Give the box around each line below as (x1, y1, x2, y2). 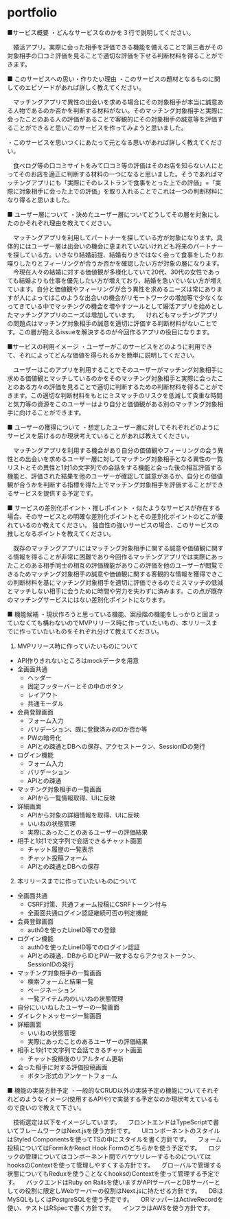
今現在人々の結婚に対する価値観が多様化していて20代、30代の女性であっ (12, 268, 220, 276)
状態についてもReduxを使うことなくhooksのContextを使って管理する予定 (7, 1169, 214, 1178)
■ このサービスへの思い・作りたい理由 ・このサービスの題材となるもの (7, 74, 209, 83)
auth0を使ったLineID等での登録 (27, 925, 117, 934)
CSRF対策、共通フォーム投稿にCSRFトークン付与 (27, 900, 168, 908)
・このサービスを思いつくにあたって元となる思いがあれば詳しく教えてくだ (7, 138, 217, 146)
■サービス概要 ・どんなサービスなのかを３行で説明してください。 (7, 28, 194, 36)
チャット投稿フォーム (27, 853, 88, 862)
